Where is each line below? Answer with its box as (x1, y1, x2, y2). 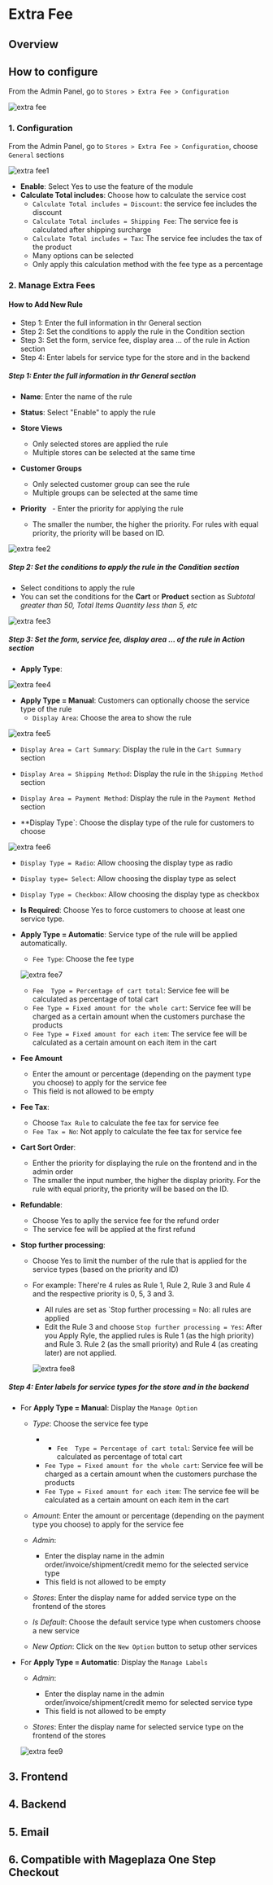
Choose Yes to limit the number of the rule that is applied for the (32, 1256, 248, 1265)
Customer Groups (19, 463, 83, 473)
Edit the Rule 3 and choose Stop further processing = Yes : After (44, 1322, 262, 1331)
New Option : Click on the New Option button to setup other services (32, 1642, 258, 1651)
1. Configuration (8, 123, 73, 134)
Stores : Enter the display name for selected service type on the (32, 1721, 244, 1731)
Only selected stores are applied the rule (32, 439, 169, 449)
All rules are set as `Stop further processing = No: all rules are (44, 1304, 252, 1314)
